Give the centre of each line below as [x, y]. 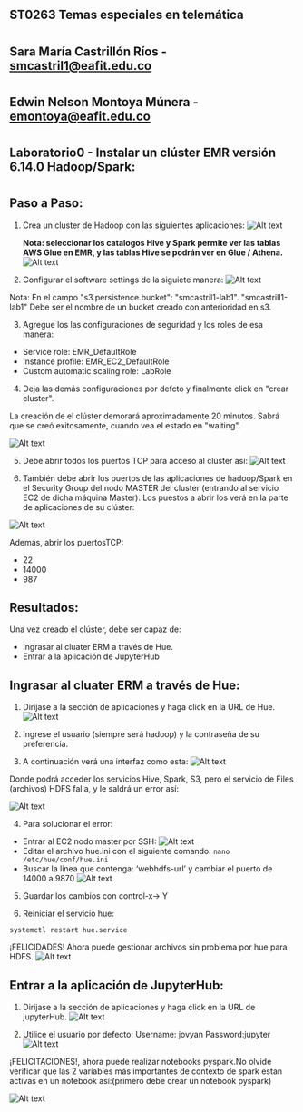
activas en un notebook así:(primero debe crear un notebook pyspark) [141, 1081]
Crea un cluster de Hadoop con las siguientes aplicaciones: [133, 225]
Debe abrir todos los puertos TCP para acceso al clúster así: [135, 460]
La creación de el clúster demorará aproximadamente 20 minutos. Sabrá [145, 416]
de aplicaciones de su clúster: [78, 507]
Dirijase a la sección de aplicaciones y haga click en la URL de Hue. [148, 707]
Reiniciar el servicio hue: [68, 914]
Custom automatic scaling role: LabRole [97, 370]
